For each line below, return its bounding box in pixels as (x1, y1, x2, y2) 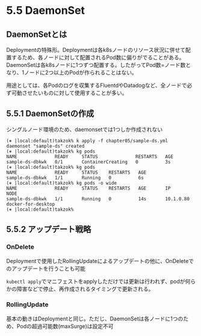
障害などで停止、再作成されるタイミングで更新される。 (16, 285, 154, 293)
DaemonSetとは (6, 29, 67, 39)
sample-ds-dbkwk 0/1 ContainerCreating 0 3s (6, 159, 171, 165)
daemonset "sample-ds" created (6, 143, 85, 149)
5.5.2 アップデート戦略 (6, 224, 91, 235)
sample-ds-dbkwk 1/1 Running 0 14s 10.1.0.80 (6, 195, 190, 202)
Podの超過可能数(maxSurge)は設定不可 (16, 322, 114, 329)
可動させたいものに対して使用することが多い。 (11, 89, 128, 97)
